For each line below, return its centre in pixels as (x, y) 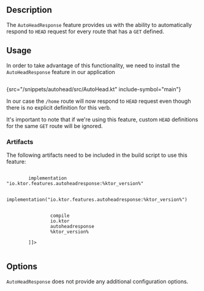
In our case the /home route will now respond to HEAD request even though (99, 101)
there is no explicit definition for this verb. (59, 107)
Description (29, 10)
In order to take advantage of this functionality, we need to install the (93, 65)
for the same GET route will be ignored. (55, 126)
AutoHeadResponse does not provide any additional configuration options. (97, 281)
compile (60, 216)
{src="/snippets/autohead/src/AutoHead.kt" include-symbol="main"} (94, 89)
